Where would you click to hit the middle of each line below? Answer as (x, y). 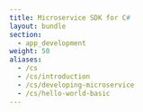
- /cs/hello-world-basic (64, 93)
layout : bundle (38, 26)
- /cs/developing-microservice (76, 85)
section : (26, 34)
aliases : (26, 60)
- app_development (52, 43)
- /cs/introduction (54, 77)
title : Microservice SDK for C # (70, 18)
